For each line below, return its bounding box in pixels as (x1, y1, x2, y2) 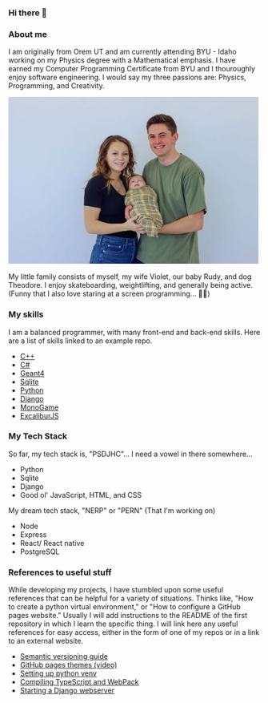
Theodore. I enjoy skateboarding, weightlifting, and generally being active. (8, 281, 254, 290)
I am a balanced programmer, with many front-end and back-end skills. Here (8, 327, 261, 337)
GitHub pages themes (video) (19, 661, 118, 670)
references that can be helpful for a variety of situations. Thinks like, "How (8, 593, 254, 604)
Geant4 (19, 368, 46, 378)
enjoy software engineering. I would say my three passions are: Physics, (8, 72, 246, 83)
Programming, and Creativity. (8, 81, 106, 91)
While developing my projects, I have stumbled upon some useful (8, 585, 224, 595)
